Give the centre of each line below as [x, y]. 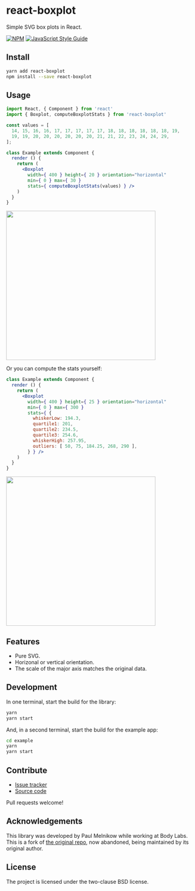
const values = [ [28, 125]
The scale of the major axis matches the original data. [81, 669]
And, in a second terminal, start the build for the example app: [82, 730]
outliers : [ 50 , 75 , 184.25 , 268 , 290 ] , [85, 446]
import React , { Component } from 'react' [60, 109]
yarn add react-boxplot [36, 71]
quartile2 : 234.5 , [55, 430]
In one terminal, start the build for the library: [61, 702]
